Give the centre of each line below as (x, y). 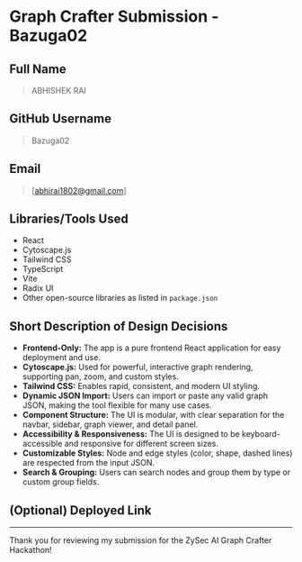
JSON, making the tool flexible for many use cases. (117, 405)
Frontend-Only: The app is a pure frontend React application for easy (151, 348)
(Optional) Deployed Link (80, 510)
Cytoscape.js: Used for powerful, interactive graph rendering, (138, 367)
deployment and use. (62, 358)
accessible (42, 444)
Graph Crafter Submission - (114, 17)
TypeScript (43, 269)
